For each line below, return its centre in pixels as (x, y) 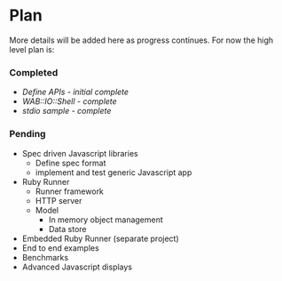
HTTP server (59, 200)
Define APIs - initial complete (75, 92)
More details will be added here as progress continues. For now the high (141, 40)
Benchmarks (45, 257)
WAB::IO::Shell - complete (69, 101)
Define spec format (70, 163)
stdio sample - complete (67, 111)
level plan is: (32, 49)
